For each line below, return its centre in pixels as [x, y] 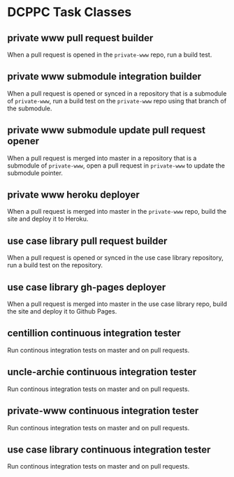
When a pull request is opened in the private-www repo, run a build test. [110, 54]
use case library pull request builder [87, 241]
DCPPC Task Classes [70, 12]
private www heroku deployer [73, 195]
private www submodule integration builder [104, 76]
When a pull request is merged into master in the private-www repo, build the [117, 212]
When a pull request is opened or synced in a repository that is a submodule [117, 93]
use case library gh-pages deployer [87, 287]
